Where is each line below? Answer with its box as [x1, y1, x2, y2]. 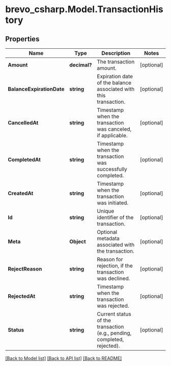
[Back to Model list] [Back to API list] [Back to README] [5, 355, 122, 361]
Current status [97, 311, 131, 317]
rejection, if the [97, 262, 133, 269]
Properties [5, 35, 40, 43]
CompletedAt [8, 156, 41, 163]
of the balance [97, 79, 131, 86]
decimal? [69, 62, 93, 68]
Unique [97, 207, 115, 215]
